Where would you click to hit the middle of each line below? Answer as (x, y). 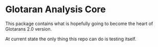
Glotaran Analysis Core (55, 9)
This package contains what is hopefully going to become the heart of (79, 24)
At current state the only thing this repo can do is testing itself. (71, 39)
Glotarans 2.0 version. (29, 29)
